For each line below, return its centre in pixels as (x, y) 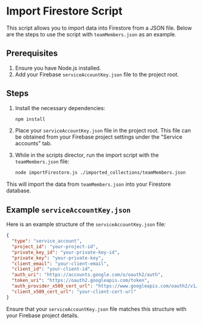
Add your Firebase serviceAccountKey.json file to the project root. (97, 74)
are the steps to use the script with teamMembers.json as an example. (91, 34)
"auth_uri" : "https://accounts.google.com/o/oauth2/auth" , (88, 275)
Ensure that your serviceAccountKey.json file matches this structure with (96, 309)
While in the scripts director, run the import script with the (87, 155)
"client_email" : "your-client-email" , (61, 264)
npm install (30, 119)
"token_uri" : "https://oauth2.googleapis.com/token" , (81, 281)
